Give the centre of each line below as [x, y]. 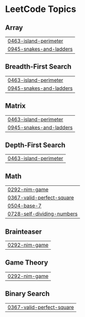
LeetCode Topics [41, 9]
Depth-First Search [35, 145]
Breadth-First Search [38, 67]
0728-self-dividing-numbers [43, 214]
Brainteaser [23, 232]
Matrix [15, 106]
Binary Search [27, 294]
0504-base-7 [25, 206]
